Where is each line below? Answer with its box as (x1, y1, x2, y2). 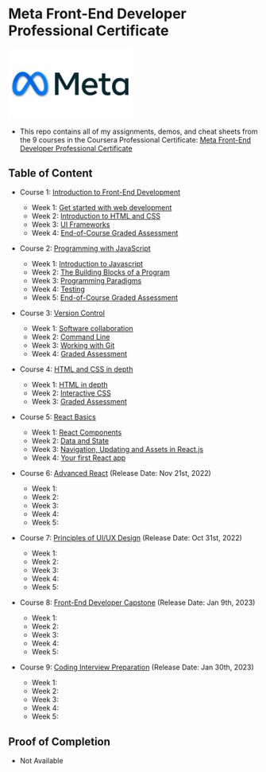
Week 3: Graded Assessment (31, 397, 127, 407)
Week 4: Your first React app (31, 453, 126, 462)
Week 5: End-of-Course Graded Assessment (31, 293, 179, 302)
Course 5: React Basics (19, 412, 97, 422)
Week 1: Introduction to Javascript (31, 259, 144, 269)
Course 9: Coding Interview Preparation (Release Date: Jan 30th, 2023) (19, 662, 254, 673)
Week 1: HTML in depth (31, 380, 109, 390)
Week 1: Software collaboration (31, 324, 133, 333)
